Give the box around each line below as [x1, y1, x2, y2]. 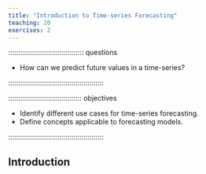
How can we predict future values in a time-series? [19, 63, 186, 72]
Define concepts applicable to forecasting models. [19, 117, 183, 127]
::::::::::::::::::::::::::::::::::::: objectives [8, 94, 117, 103]
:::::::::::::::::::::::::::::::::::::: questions [8, 48, 118, 57]
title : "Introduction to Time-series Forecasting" [8, 11, 178, 20]
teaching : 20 [8, 19, 51, 27]
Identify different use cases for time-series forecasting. [19, 109, 199, 118]
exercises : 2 [8, 26, 51, 34]
